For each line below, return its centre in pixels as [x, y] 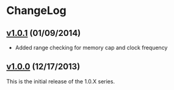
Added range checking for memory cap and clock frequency [91, 47]
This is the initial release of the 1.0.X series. [60, 81]
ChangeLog [36, 11]
